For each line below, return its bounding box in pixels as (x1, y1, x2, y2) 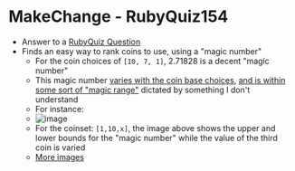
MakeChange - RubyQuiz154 (8, 6, 229, 27)
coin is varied (34, 142, 86, 153)
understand (34, 93, 79, 105)
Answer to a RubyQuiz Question (21, 36, 141, 47)
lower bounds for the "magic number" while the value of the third (34, 132, 278, 143)
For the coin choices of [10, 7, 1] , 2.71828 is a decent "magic (34, 55, 271, 66)
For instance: (34, 103, 84, 114)
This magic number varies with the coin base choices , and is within (34, 74, 286, 85)
